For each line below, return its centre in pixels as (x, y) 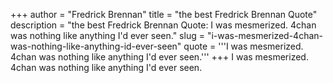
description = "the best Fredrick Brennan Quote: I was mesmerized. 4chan (163, 25)
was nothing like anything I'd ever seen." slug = (107, 35)
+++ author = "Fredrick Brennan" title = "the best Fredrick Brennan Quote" (164, 14)
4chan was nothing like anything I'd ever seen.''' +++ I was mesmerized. (159, 57)
